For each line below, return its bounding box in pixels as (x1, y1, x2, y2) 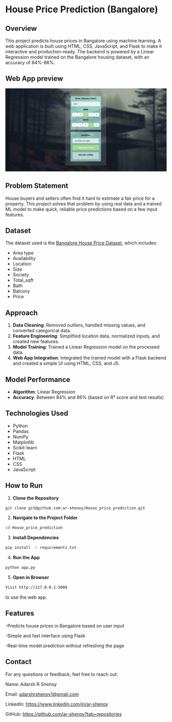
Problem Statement (5, 181, 69, 191)
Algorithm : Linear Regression (12, 389, 76, 395)
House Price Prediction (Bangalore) (5, 4, 158, 15)
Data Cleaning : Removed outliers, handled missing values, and (12, 322, 146, 328)
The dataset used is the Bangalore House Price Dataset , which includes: (5, 240, 158, 246)
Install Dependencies (12, 535, 59, 541)
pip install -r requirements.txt (5, 545, 77, 550)
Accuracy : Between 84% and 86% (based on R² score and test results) (12, 394, 164, 400)
